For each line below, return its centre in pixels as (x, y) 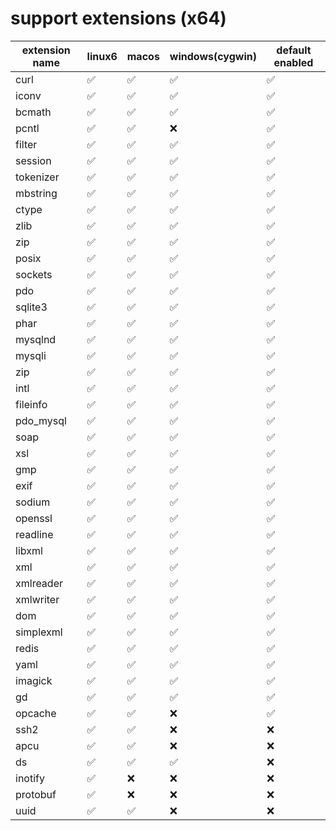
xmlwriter (37, 599)
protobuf (36, 794)
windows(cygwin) (213, 56)
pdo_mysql (41, 420)
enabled (293, 62)
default (294, 50)
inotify (30, 778)
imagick (34, 680)
